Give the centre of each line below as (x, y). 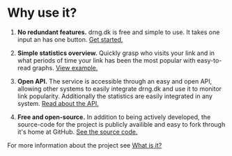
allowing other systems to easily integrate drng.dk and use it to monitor (119, 88)
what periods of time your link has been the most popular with (106, 60)
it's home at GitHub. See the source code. (77, 132)
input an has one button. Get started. (70, 39)
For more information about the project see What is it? (85, 145)
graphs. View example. (65, 68)
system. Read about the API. (58, 103)
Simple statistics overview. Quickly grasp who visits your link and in (116, 53)
